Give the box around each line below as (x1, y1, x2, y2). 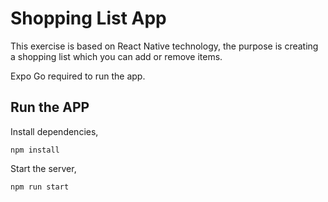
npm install (10, 145, 60, 155)
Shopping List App (10, 7, 167, 30)
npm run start (10, 182, 70, 192)
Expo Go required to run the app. (10, 70, 146, 82)
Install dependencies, (10, 125, 99, 137)
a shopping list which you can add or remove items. (10, 50, 223, 62)
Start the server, (10, 162, 77, 174)
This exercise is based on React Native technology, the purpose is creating (10, 40, 319, 52)
